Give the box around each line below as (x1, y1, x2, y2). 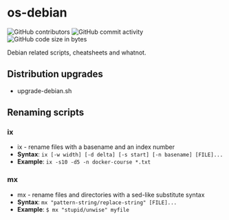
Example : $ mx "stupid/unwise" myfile (17, 205, 129, 213)
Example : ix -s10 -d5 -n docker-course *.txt (17, 157, 151, 166)
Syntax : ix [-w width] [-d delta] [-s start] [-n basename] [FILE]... (17, 150, 223, 159)
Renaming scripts (7, 107, 85, 119)
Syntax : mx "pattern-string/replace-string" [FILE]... (17, 198, 177, 206)
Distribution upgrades (7, 68, 103, 80)
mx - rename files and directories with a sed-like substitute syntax (17, 190, 205, 199)
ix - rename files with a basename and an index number (17, 143, 175, 151)
